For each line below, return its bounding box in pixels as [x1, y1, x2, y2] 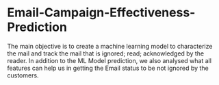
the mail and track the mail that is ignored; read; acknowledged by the [7, 49, 204, 58]
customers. [7, 71, 39, 80]
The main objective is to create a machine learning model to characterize [7, 42, 213, 50]
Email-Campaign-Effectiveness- [7, 5, 196, 21]
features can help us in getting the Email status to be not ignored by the [7, 64, 209, 72]
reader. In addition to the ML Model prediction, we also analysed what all [7, 56, 212, 64]
